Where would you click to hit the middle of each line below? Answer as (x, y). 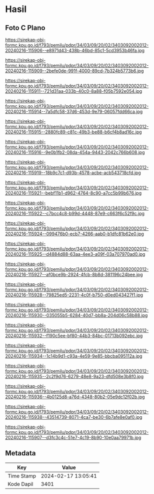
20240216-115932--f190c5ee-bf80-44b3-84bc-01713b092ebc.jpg (74, 336)
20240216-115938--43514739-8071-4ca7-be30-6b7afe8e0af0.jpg (74, 417)
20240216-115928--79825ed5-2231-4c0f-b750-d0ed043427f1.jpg (74, 295)
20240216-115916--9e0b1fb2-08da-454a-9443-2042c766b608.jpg (75, 152)
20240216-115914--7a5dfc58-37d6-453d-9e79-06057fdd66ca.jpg (74, 112)
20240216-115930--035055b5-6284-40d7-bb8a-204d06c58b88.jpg (76, 315)
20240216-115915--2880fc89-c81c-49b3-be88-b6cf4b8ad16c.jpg (73, 132)
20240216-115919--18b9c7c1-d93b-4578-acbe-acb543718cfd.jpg (73, 173)
